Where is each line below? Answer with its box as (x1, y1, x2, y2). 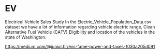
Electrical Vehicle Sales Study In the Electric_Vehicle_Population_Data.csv (5, 19, 152, 25)
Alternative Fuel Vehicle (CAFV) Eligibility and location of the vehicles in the (5, 29, 155, 35)
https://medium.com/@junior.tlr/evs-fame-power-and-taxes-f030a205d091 (5, 43, 155, 49)
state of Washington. (5, 34, 46, 40)
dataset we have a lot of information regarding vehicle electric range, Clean (5, 24, 156, 29)
